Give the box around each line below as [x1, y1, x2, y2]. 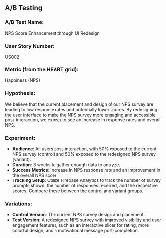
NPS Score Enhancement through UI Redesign [5, 30, 100, 36]
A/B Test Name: [5, 19, 44, 26]
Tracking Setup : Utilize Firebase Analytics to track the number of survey [12, 177, 161, 183]
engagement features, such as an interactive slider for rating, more [12, 222, 149, 228]
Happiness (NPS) [5, 77, 41, 83]
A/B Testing [5, 4, 43, 12]
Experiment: [5, 134, 36, 141]
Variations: [5, 200, 32, 207]
